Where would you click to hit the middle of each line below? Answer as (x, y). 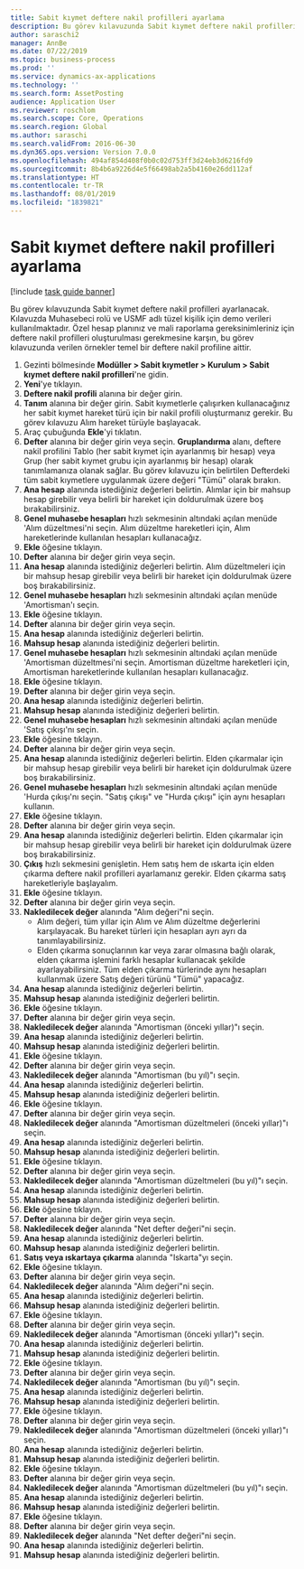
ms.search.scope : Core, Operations (77, 118)
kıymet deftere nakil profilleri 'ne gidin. (96, 374)
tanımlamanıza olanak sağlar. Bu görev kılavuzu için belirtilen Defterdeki (157, 470)
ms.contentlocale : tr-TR (57, 186)
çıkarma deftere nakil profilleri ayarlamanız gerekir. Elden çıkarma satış (155, 873)
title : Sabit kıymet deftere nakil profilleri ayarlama (117, 18)
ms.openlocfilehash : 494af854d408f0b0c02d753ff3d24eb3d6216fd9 (132, 160)
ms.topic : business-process (63, 60)
